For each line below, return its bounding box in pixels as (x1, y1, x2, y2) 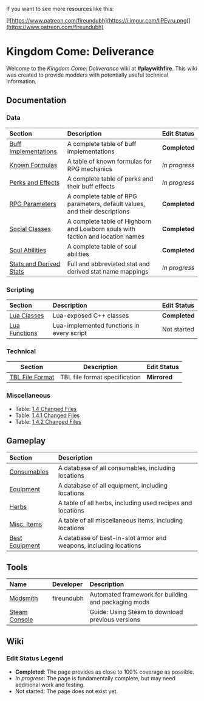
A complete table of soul (67, 242, 137, 250)
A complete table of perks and (67, 174, 154, 183)
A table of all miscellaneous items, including (58, 516, 183, 525)
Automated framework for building (89, 590, 188, 599)
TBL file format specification (59, 373, 141, 382)
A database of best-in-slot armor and (58, 534, 167, 542)
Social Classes (9, 224, 52, 233)
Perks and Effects (9, 178, 60, 187)
